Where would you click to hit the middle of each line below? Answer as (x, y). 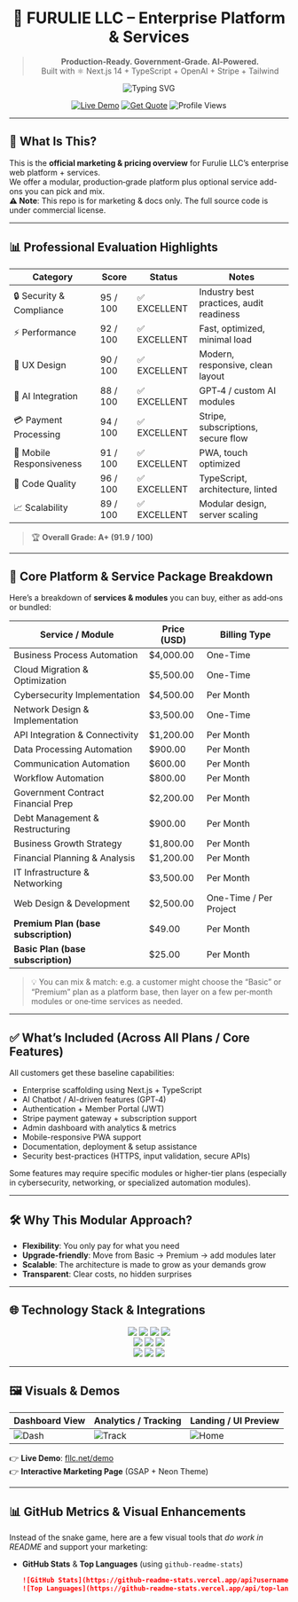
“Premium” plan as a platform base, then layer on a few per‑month (152, 992)
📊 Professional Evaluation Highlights (114, 247)
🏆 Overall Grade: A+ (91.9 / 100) (92, 537)
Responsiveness (48, 463)
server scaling (229, 514)
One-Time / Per (239, 898)
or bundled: (30, 608)
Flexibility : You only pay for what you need (101, 1246)
